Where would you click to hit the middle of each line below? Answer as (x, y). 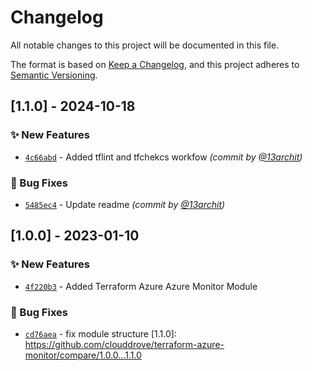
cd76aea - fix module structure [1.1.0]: (100, 333)
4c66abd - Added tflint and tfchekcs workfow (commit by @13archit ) (163, 157)
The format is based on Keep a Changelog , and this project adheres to (155, 64)
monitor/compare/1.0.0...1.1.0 (83, 355)
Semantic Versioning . (54, 75)
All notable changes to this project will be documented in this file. (145, 45)
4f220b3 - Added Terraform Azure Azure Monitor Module (141, 286)
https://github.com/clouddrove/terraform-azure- (124, 344)
